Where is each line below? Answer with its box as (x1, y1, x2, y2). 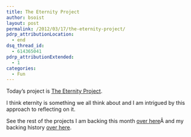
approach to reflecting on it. (6, 105, 76, 113)
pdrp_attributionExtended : (6, 54, 74, 60)
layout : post (6, 20, 39, 26)
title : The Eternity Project (6, 8, 80, 15)
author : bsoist (6, 15, 45, 21)
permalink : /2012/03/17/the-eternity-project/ (6, 25, 126, 32)
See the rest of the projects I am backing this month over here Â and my (6, 118, 184, 125)
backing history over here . (6, 124, 72, 131)
